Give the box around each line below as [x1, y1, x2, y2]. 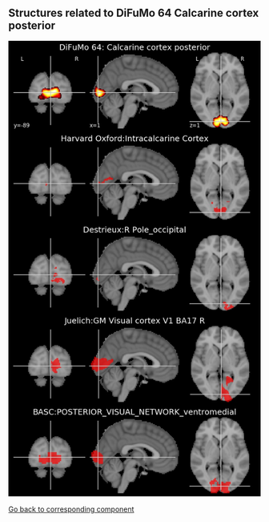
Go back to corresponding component [8, 504, 134, 514]
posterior [8, 19, 56, 33]
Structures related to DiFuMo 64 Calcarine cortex [8, 6, 259, 20]
